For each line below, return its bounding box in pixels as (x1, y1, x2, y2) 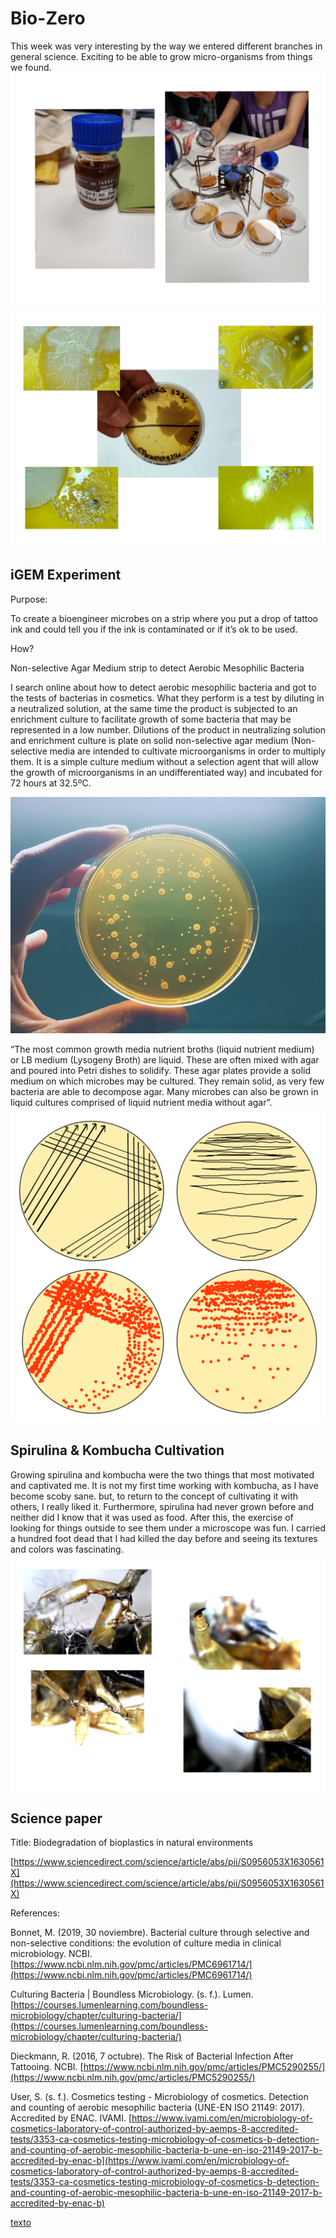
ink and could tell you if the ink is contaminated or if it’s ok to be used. (10, 623, 298, 635)
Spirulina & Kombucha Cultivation (10, 1442, 225, 1459)
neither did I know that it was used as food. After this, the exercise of (10, 1511, 294, 1523)
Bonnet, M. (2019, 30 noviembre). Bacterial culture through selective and (10, 1927, 310, 1939)
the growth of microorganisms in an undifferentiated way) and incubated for (10, 766, 323, 778)
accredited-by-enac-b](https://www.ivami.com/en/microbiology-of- (10, 2155, 290, 2167)
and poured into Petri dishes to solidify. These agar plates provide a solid (10, 1064, 312, 1076)
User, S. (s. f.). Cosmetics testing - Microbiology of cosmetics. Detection (10, 2091, 309, 2103)
